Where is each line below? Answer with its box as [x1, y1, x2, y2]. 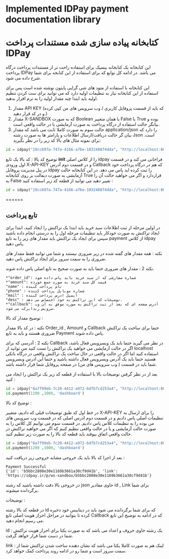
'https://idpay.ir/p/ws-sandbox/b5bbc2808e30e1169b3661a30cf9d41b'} [6, 473, 152, 478]
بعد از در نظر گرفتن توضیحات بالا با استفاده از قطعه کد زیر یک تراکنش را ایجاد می [6, 371, 157, 377]
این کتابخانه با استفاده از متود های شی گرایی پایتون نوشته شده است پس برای [6, 85, 150, 91]
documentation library [6, 14, 101, 25]
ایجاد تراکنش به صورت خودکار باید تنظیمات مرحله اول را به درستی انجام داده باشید [6, 230, 160, 236]
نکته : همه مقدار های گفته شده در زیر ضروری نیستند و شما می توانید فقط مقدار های [6, 250, 162, 256]
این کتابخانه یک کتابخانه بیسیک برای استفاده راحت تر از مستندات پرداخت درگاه [6, 64, 151, 71]
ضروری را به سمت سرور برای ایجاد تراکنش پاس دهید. [6, 256, 107, 262]
